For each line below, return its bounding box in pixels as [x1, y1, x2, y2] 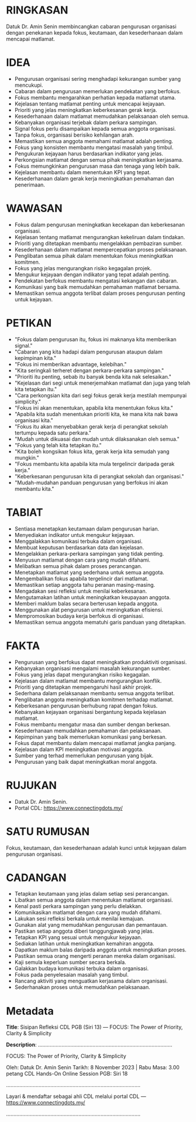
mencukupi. [14, 81, 43, 89]
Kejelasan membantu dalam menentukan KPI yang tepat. [14, 168, 151, 176]
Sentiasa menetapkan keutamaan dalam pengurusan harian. [14, 525, 160, 532]
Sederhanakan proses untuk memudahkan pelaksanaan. [14, 984, 150, 991]
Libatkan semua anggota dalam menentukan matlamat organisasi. [14, 896, 173, 903]
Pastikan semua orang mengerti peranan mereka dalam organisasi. [14, 953, 176, 960]
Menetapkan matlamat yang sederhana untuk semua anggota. [14, 569, 165, 576]
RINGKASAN [6, 4, 68, 17]
